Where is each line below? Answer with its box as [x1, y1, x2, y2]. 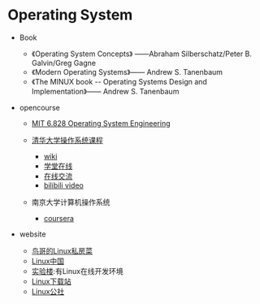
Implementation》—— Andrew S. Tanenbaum [31, 86, 180, 96]
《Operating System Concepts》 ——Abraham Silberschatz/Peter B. [31, 49, 253, 59]
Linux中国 [31, 256, 65, 266]
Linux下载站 [31, 276, 72, 286]
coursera [43, 213, 75, 223]
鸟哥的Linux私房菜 [31, 245, 93, 255]
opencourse [19, 102, 60, 112]
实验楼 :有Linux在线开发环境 [31, 266, 123, 276]
